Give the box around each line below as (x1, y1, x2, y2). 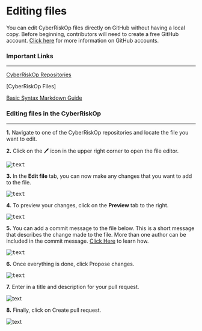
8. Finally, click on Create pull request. (6, 306, 102, 314)
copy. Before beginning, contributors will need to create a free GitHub (6, 30, 179, 37)
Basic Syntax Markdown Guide (6, 94, 82, 102)
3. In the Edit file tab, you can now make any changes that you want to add (6, 172, 192, 180)
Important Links (6, 52, 54, 60)
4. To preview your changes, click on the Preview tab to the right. (6, 201, 169, 208)
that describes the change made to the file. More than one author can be (6, 231, 186, 238)
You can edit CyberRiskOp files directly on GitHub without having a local (6, 24, 185, 31)
